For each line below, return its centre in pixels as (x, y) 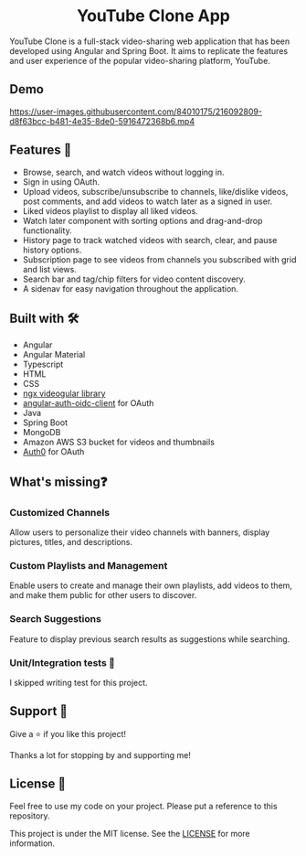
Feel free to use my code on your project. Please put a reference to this (143, 806)
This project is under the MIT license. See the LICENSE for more (130, 833)
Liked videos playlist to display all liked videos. (110, 210)
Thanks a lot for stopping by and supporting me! (100, 754)
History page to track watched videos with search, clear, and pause (150, 240)
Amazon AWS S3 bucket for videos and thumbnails (118, 442)
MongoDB (42, 433)
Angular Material (54, 355)
